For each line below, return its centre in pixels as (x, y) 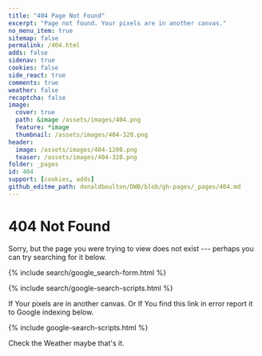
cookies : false (34, 68)
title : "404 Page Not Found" (57, 16)
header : (21, 142)
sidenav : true (32, 61)
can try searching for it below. (58, 257)
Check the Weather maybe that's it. (67, 343)
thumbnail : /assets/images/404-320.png (82, 134)
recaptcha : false (37, 98)
